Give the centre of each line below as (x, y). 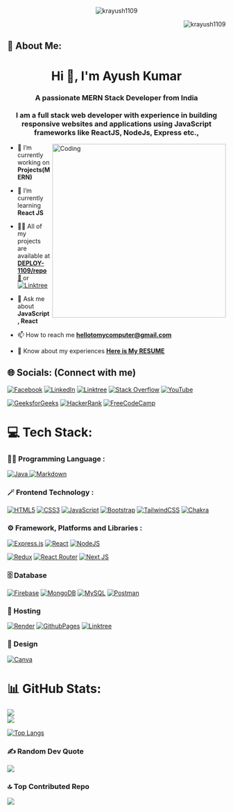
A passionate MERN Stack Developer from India (116, 97)
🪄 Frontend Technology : (51, 492)
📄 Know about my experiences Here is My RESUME (91, 350)
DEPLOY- (31, 263)
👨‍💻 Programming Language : (56, 459)
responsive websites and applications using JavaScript (116, 124)
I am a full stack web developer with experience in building (116, 115)
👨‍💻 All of (30, 226)
